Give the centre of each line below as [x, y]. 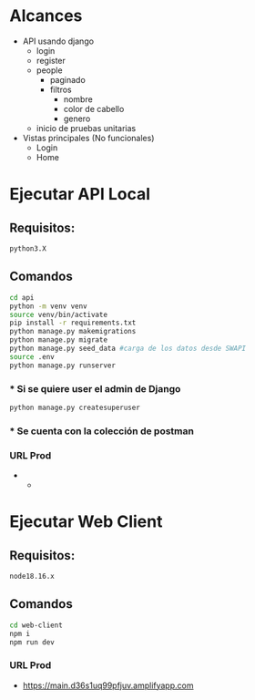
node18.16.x [32, 576]
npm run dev [32, 642]
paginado [68, 79]
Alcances [46, 16]
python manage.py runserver [63, 365]
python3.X [28, 248]
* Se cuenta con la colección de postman [102, 431]
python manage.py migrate [58, 340]
